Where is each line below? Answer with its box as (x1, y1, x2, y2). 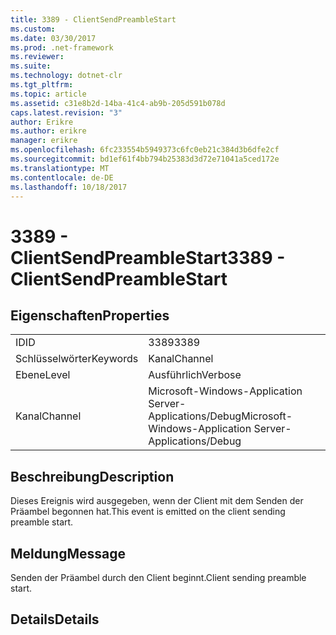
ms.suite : (10, 61, 52, 71)
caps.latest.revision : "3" (10, 107, 123, 118)
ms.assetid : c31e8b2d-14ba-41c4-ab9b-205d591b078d (10, 98, 226, 108)
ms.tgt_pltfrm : (10, 80, 74, 90)
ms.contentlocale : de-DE (10, 172, 114, 183)
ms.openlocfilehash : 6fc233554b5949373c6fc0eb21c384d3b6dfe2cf (10, 145, 280, 155)
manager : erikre (10, 136, 78, 146)
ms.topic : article (10, 89, 87, 99)
